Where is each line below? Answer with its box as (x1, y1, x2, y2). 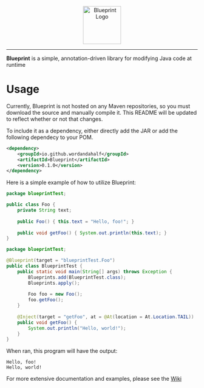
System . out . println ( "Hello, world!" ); (28, 325, 126, 331)
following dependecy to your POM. (6, 134, 93, 141)
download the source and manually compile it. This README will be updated (6, 109, 197, 116)
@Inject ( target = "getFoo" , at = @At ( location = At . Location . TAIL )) (17, 313, 194, 320)
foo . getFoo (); (28, 297, 64, 303)
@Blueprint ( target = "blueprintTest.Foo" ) (6, 257, 115, 264)
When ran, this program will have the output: (6, 347, 118, 355)
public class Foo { (6, 202, 56, 208)
